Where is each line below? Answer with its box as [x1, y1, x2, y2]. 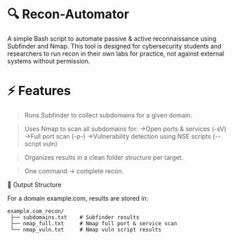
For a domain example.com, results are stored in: [7, 194, 149, 202]
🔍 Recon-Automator [7, 6, 130, 23]
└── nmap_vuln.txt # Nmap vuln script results [10, 226, 161, 233]
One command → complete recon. [24, 167, 124, 175]
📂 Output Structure [7, 180, 62, 189]
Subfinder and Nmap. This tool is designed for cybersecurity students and [7, 42, 222, 50]
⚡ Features [7, 83, 72, 99]
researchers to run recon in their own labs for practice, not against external [7, 49, 225, 58]
